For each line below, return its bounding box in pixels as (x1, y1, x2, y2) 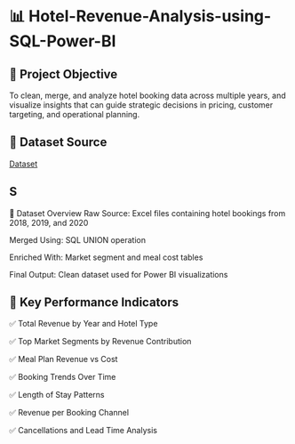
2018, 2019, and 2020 (9, 217, 89, 228)
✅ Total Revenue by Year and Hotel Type (9, 319, 158, 329)
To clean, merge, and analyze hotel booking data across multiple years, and (9, 90, 286, 101)
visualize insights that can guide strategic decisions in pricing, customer (9, 100, 274, 110)
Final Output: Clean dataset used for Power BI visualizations (9, 269, 228, 279)
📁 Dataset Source (9, 134, 108, 150)
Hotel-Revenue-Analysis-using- (28, 6, 272, 27)
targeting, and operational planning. (9, 109, 140, 119)
